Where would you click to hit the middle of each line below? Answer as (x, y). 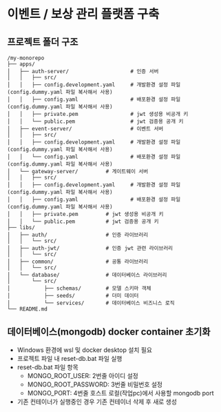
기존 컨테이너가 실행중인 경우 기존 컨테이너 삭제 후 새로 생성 (97, 402)
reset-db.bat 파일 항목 (48, 367)
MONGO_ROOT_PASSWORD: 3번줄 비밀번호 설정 (95, 384)
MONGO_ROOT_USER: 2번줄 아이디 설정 (83, 375)
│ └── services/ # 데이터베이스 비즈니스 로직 (91, 303)
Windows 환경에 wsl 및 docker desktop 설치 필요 (85, 350)
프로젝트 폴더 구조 (43, 42)
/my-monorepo (26, 58)
